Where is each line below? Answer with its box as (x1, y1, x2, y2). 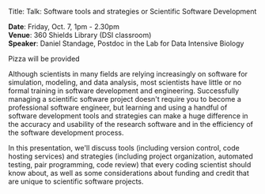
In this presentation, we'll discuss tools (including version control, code (8, 144, 240, 152)
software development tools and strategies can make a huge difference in (8, 111, 248, 121)
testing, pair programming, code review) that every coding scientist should (8, 160, 252, 169)
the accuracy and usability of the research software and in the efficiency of (8, 120, 254, 129)
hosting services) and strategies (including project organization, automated (8, 151, 253, 161)
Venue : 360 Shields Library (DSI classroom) (8, 31, 152, 39)
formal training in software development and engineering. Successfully (8, 86, 240, 95)
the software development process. (8, 128, 124, 137)
